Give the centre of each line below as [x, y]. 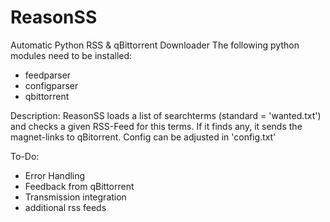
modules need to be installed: [71, 55]
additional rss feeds [65, 207]
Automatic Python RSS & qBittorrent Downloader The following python [155, 45]
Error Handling [55, 175]
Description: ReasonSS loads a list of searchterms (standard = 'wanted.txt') [166, 115]
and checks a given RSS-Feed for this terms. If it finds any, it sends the [156, 126]
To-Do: [25, 156]
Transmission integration [75, 197]
